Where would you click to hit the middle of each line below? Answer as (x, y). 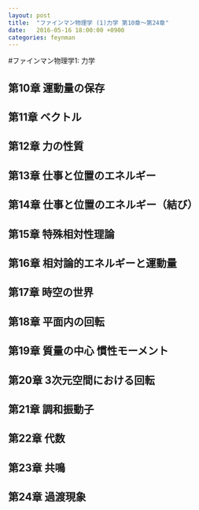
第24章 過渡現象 (47, 497)
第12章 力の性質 (46, 146)
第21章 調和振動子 (51, 409)
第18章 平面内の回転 (56, 322)
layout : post (29, 15)
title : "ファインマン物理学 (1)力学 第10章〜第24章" (88, 23)
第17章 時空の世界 (51, 292)
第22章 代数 (37, 439)
